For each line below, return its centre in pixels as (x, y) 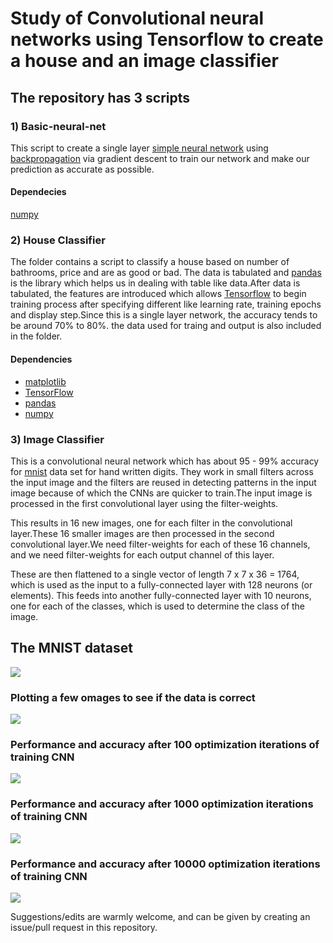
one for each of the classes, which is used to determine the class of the (158, 606)
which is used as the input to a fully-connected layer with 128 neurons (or (161, 584)
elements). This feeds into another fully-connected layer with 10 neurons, (161, 595)
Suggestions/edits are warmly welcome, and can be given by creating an (160, 916)
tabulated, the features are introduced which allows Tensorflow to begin (158, 294)
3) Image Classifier (57, 439)
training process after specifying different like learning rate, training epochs (166, 304)
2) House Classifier (58, 240)
